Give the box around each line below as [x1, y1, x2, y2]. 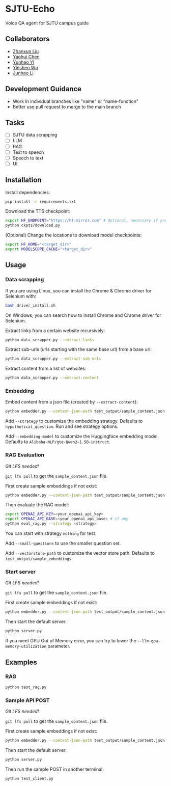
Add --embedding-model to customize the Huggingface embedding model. [5, 433, 159, 440]
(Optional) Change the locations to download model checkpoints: [5, 232, 142, 238]
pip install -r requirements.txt [5, 199, 76, 204]
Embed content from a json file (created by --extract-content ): [5, 399, 138, 405]
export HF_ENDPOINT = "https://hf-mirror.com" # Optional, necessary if [5, 218, 158, 223]
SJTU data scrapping [12, 132, 58, 138]
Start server [5, 568, 36, 576]
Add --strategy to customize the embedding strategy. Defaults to [5, 418, 143, 424]
